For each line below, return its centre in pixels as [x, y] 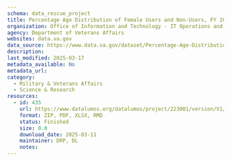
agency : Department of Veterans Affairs [66, 33]
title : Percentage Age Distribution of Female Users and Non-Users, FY [112, 20]
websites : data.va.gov [40, 39]
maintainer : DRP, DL [49, 141]
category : [21, 77]
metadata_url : [27, 71]
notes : [29, 147]
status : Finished [44, 122]
